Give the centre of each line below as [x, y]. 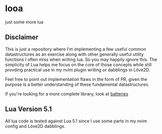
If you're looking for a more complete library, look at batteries [67, 94]
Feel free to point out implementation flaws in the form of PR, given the [76, 79]
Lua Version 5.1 [29, 109]
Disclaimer [22, 37]
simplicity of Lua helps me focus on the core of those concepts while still [79, 64]
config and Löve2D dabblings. [35, 126]
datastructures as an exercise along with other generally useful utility [74, 54]
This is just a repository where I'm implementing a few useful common [76, 49]
